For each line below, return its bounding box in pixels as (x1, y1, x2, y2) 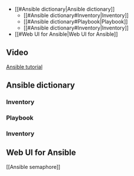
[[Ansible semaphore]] (6, 163, 61, 170)
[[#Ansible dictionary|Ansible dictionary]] (14, 6, 115, 12)
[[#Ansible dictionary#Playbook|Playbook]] (23, 18, 128, 25)
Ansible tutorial (6, 63, 43, 70)
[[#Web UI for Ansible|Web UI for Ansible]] (14, 31, 118, 38)
